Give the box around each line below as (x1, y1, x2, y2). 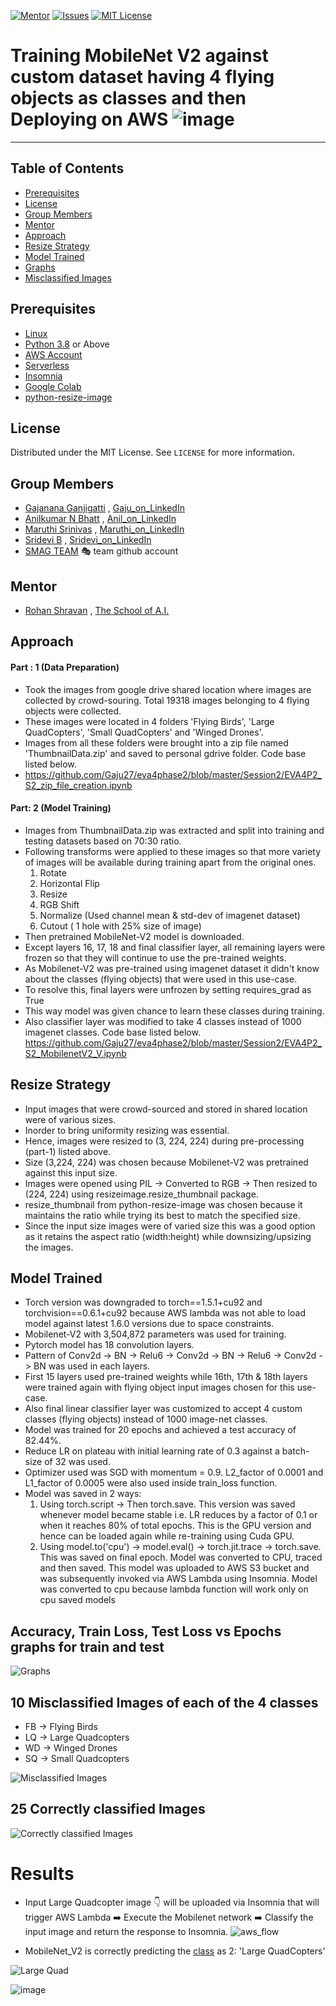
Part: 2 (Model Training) (10, 802, 112, 814)
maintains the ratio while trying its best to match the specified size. (24, 1209, 301, 1221)
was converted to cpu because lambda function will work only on (39, 1583, 309, 1595)
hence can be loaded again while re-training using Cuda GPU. (39, 1530, 295, 1542)
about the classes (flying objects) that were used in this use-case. (24, 973, 298, 985)
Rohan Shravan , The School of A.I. (24, 605, 170, 616)
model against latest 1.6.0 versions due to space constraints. (24, 1318, 275, 1330)
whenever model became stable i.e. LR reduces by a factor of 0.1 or (39, 1509, 318, 1521)
